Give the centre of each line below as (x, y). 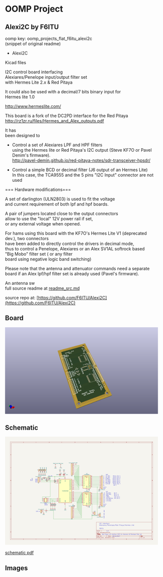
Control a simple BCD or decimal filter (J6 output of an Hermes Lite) (80, 170)
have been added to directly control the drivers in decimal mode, (70, 244)
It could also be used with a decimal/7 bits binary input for (63, 92)
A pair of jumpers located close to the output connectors (62, 213)
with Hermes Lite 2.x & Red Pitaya (39, 82)
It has (11, 130)
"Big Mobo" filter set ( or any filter (39, 254)
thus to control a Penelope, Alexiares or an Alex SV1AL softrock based (75, 249)
